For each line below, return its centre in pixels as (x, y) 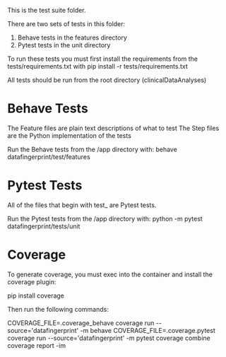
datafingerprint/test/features (49, 157)
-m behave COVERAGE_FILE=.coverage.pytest (148, 330)
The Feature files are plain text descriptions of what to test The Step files (113, 128)
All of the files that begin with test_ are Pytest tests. (82, 205)
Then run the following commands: (58, 309)
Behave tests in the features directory (72, 37)
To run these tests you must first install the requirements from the (102, 59)
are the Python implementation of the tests (70, 135)
